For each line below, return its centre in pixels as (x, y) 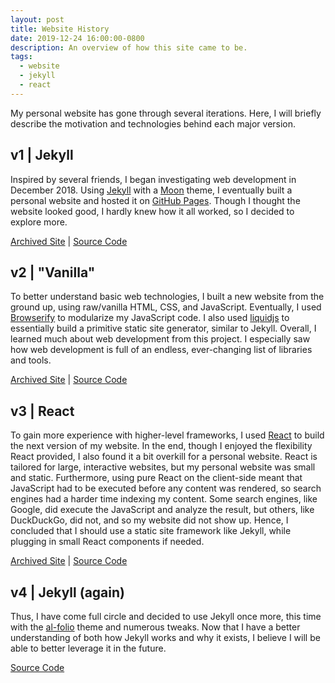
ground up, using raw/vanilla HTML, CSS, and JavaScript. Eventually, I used (166, 307)
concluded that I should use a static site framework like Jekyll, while (151, 531)
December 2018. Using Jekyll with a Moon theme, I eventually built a (151, 190)
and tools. (31, 360)
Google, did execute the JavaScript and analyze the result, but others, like (162, 510)
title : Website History (60, 29)
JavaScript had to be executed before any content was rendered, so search (166, 488)
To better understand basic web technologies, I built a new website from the (167, 297)
